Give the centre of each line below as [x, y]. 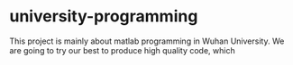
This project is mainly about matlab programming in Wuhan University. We [147, 41]
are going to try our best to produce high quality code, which [123, 50]
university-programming [104, 16]
